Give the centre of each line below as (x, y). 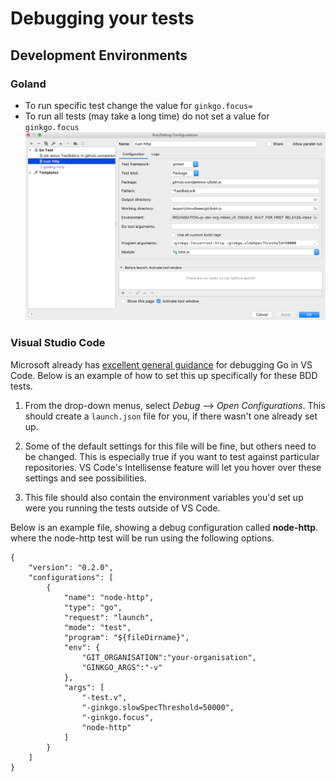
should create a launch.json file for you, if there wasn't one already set (171, 416)
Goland (28, 84)
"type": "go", (93, 607)
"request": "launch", (109, 617)
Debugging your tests (102, 18)
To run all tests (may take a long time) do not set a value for (147, 116)
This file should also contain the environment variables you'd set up (164, 497)
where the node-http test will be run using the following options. (142, 538)
